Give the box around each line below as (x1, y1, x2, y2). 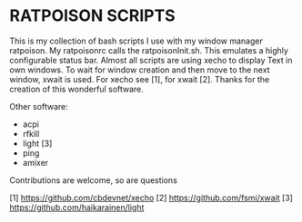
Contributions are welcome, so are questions (9, 174, 177, 186)
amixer (22, 157, 49, 168)
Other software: (9, 101, 68, 111)
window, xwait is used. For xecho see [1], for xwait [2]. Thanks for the (9, 73, 270, 84)
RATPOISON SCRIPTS (9, 5, 176, 26)
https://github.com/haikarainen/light (9, 201, 145, 213)
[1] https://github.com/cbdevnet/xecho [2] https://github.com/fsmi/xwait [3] (9, 192, 294, 203)
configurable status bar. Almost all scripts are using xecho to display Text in (9, 54, 293, 65)
